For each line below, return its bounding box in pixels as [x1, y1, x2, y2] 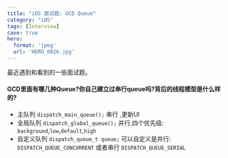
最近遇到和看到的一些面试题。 [7, 68, 91, 76]
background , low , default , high [16, 126, 97, 135]
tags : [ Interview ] [7, 23, 60, 30]
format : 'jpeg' [13, 42, 57, 49]
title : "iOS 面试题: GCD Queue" [7, 10, 97, 17]
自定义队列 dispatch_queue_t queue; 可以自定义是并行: [16, 135, 171, 143]
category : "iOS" [7, 16, 53, 23]
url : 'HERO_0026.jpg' [13, 49, 75, 56]
